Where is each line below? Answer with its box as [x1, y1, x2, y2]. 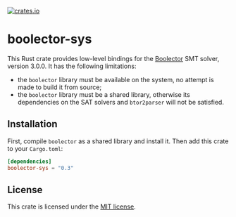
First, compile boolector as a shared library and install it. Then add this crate [7, 137, 229, 145]
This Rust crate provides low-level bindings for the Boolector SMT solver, [7, 54, 220, 63]
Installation [7, 118, 58, 130]
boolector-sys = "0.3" [7, 164, 74, 171]
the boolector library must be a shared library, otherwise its [17, 90, 190, 98]
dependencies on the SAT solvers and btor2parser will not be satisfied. [17, 98, 224, 106]
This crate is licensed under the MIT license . [7, 202, 136, 211]
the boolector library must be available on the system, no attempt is [17, 75, 214, 84]
